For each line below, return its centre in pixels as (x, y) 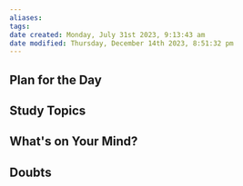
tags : (20, 26)
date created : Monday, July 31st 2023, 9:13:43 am (107, 34)
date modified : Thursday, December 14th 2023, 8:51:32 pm (121, 43)
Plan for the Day (56, 79)
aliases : (26, 18)
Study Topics (48, 111)
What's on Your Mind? (74, 142)
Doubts (30, 172)
